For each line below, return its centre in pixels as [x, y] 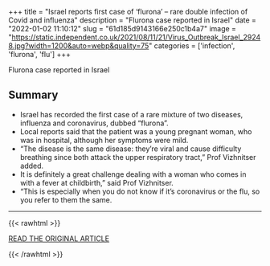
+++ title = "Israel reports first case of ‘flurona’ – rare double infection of [128, 12]
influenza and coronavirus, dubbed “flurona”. [94, 123]
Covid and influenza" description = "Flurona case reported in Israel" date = [133, 20]
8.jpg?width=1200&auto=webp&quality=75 [79, 46]
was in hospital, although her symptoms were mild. [104, 140]
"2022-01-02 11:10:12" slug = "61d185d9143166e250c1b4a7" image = [123, 29]
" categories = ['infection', [192, 46]
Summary [33, 95]
